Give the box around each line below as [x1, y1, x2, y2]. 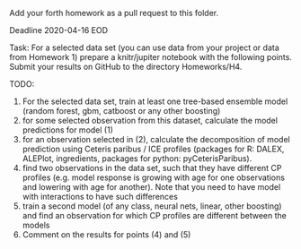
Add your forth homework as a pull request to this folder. [9, 8, 218, 18]
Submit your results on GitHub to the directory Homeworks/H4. [9, 62, 243, 72]
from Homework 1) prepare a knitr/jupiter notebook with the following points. [9, 52, 292, 62]
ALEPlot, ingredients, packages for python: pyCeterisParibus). [22, 153, 252, 164]
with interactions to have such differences [22, 192, 178, 202]
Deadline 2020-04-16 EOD [9, 25, 109, 35]
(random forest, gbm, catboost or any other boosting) [22, 106, 221, 116]
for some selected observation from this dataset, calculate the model [22, 116, 279, 125]
